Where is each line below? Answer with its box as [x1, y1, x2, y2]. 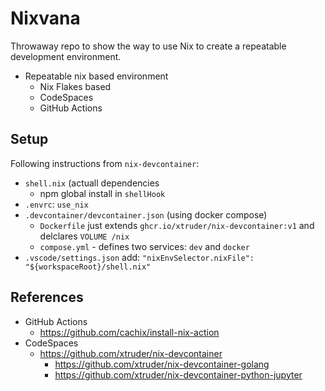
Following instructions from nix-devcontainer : [10, 157, 200, 169]
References [10, 289, 84, 306]
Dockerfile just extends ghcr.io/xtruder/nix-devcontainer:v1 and [39, 219, 315, 231]
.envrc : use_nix [24, 198, 89, 210]
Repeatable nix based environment [24, 70, 169, 82]
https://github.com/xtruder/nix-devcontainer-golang [54, 358, 270, 370]
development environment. [10, 50, 122, 62]
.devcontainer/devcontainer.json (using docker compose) [24, 208, 268, 221]
